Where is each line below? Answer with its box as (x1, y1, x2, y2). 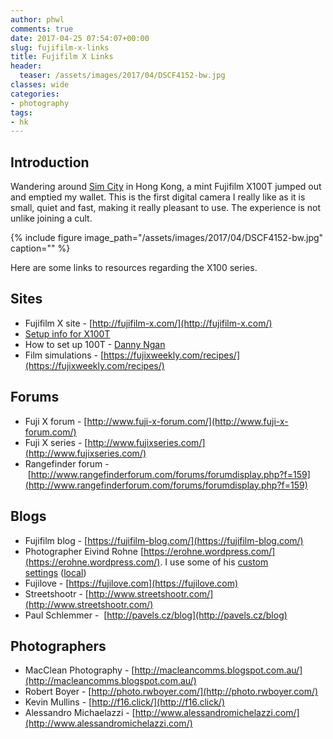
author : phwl (10, 14, 65, 25)
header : (10, 61, 43, 71)
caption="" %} (10, 242, 71, 255)
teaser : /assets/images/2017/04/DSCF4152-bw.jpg (19, 71, 226, 81)
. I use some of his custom (159, 556, 269, 568)
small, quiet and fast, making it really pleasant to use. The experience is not (10, 202, 322, 214)
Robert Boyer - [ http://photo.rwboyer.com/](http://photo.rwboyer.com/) (24, 686, 319, 698)
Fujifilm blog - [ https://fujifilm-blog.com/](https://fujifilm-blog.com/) (24, 534, 304, 546)
